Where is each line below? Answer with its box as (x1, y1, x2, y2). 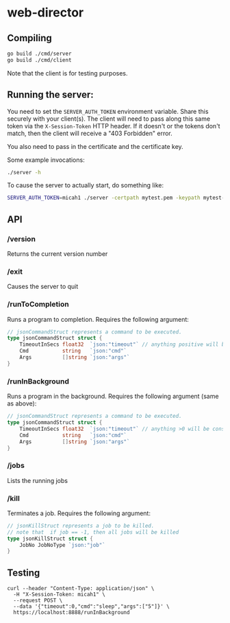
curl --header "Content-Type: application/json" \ (7, 585, 155, 592)
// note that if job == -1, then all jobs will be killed (7, 528, 179, 536)
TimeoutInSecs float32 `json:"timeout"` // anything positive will (19, 341, 219, 348)
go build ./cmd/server (7, 50, 72, 57)
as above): (7, 399, 37, 408)
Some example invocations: (7, 156, 85, 164)
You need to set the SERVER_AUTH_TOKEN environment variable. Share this (7, 107, 209, 115)
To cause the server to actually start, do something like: (7, 181, 164, 189)
